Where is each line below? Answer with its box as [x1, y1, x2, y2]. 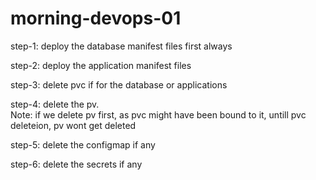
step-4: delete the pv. [10, 98, 100, 110]
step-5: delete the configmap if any [10, 138, 156, 151]
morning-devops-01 [10, 7, 182, 30]
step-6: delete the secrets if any [10, 158, 143, 170]
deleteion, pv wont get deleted [10, 119, 137, 131]
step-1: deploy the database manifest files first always [10, 40, 233, 52]
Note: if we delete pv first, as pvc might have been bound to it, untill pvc [10, 108, 307, 121]
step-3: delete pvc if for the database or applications [10, 78, 228, 91]
